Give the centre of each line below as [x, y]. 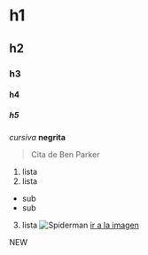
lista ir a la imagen [81, 225]
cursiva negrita [38, 138]
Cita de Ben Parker [65, 155]
